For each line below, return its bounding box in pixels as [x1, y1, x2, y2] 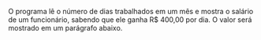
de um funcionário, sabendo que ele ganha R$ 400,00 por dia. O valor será [8, 15, 252, 24]
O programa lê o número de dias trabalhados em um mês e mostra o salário [8, 7, 254, 16]
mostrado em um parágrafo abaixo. [8, 24, 123, 32]
